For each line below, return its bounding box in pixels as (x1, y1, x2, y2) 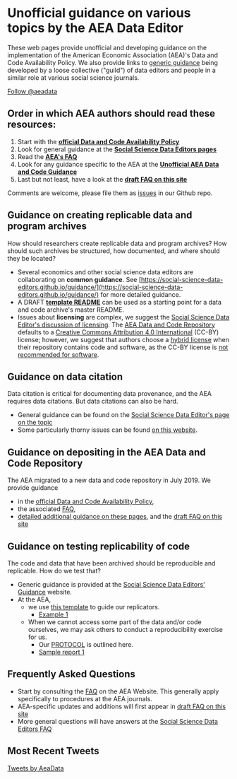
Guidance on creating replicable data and (7, 209, 193, 221)
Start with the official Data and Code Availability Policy (17, 137, 180, 146)
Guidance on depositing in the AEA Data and (7, 446, 206, 458)
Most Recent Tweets (7, 745, 100, 757)
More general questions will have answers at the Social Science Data (17, 717, 219, 725)
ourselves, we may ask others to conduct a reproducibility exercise (28, 626, 224, 633)
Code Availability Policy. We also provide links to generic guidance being (7, 58, 219, 66)
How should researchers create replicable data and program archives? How (7, 239, 227, 247)
